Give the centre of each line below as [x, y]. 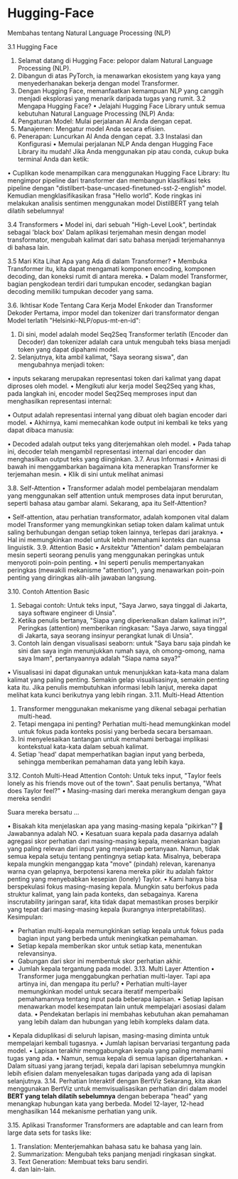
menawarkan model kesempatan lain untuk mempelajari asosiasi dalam [121, 1006]
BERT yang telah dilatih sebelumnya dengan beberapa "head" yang [108, 1096]
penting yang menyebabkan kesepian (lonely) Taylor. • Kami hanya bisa [112, 879]
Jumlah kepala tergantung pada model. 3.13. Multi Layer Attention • [116, 969]
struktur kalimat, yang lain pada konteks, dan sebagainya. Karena [103, 894]
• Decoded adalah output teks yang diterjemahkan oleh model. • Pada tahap [119, 444]
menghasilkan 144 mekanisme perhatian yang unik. [82, 1111]
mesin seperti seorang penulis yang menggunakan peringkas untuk [106, 555]
